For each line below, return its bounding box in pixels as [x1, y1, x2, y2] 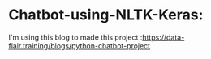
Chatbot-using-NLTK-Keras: [8, 6, 204, 24]
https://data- [141, 32, 185, 42]
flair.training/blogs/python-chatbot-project [8, 40, 151, 50]
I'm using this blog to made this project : [8, 32, 143, 42]
